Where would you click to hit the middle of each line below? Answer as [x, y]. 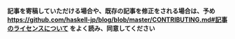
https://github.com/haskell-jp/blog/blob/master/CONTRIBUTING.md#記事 [117, 19]
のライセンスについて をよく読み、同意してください [81, 28]
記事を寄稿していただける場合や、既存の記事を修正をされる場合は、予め [111, 11]
